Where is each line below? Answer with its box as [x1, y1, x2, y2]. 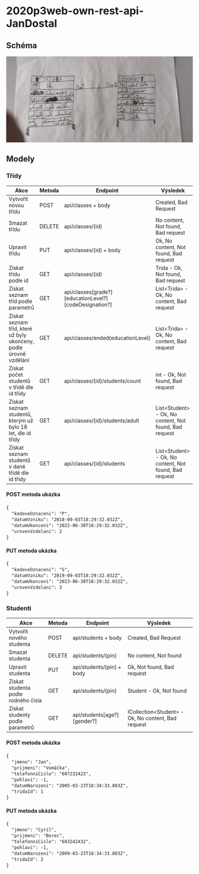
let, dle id [8, 430, 31, 436]
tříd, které [8, 325, 33, 332]
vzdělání [8, 356, 30, 363]
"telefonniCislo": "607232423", [11, 771, 92, 777]
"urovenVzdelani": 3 [11, 585, 62, 591]
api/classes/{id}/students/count [64, 377, 141, 384]
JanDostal [6, 17, 57, 30]
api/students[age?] [72, 712, 120, 719]
